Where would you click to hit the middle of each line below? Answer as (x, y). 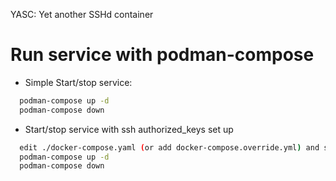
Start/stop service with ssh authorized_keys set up (129, 129)
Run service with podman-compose (162, 55)
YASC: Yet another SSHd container (82, 14)
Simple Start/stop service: (78, 82)
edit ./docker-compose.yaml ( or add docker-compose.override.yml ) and (169, 147)
